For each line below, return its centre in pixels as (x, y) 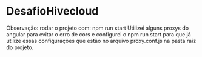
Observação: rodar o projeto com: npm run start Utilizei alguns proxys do (98, 28)
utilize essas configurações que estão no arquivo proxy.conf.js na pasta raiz (101, 41)
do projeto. (20, 47)
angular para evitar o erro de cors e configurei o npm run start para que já (99, 34)
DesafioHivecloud (52, 11)
